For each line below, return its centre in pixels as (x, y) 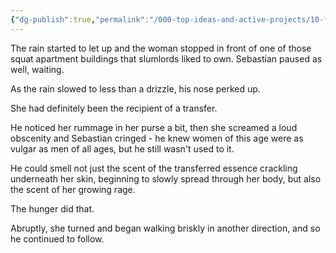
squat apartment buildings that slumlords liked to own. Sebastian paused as (166, 58)
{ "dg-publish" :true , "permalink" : (80, 19)
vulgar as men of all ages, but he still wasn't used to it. (122, 148)
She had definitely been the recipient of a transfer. (114, 108)
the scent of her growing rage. (73, 189)
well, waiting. (37, 69)
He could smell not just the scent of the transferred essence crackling (154, 168)
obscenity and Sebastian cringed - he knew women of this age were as (157, 138)
